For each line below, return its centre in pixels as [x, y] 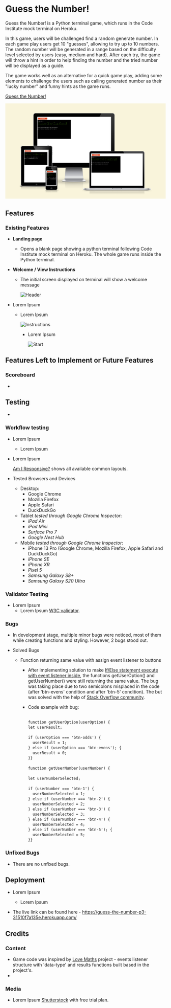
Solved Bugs [26, 651]
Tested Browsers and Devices [44, 478]
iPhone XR [39, 564]
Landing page [27, 239]
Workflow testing [27, 428]
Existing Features [27, 228]
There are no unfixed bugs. [41, 864]
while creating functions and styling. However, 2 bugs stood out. [80, 640]
